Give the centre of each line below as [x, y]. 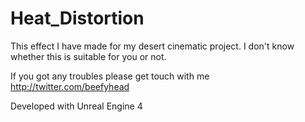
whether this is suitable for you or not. [88, 56]
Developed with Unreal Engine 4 [76, 106]
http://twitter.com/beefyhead [70, 86]
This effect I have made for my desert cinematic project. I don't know [152, 46]
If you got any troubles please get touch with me [110, 76]
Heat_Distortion [77, 18]
